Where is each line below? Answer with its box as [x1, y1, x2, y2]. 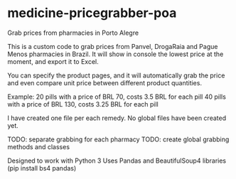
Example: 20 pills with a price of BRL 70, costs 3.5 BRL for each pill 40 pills [7, 92, 226, 101]
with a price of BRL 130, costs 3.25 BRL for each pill [7, 99, 159, 108]
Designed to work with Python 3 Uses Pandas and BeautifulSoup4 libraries [7, 156, 227, 165]
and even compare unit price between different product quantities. [7, 78, 203, 87]
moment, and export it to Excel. [7, 57, 100, 65]
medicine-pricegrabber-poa [7, 5, 177, 21]
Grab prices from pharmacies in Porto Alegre [7, 28, 139, 37]
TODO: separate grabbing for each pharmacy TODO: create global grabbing [7, 135, 230, 143]
